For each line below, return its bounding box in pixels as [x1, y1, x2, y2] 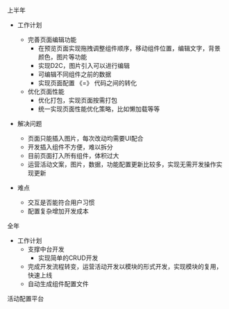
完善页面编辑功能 [27, 35, 77, 44]
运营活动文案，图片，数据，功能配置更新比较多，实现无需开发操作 [27, 160, 217, 168]
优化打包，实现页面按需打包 [37, 96, 118, 104]
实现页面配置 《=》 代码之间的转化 [37, 79, 137, 87]
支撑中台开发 [27, 245, 65, 253]
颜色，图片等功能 [37, 53, 87, 61]
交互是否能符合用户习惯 [27, 198, 95, 206]
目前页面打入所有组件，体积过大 [27, 152, 119, 159]
